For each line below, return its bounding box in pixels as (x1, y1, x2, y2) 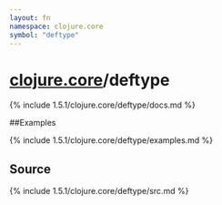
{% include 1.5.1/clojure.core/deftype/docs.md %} (9, 99, 196, 110)
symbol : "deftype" (9, 30, 79, 39)
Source (9, 161, 52, 177)
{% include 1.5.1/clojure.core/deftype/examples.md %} (9, 135, 214, 146)
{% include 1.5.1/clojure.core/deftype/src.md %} (9, 186, 189, 197)
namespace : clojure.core (9, 22, 104, 31)
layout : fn (9, 13, 51, 23)
